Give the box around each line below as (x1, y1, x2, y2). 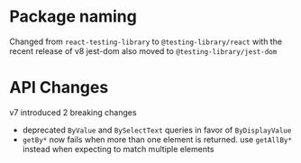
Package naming (9, 6, 137, 27)
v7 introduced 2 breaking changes (9, 106, 137, 118)
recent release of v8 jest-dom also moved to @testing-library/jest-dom (9, 45, 278, 56)
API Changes (9, 77, 109, 98)
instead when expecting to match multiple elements (22, 143, 214, 154)
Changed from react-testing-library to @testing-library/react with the (9, 36, 282, 47)
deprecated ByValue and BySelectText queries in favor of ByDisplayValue (22, 124, 292, 135)
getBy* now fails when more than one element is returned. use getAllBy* (22, 133, 293, 145)
